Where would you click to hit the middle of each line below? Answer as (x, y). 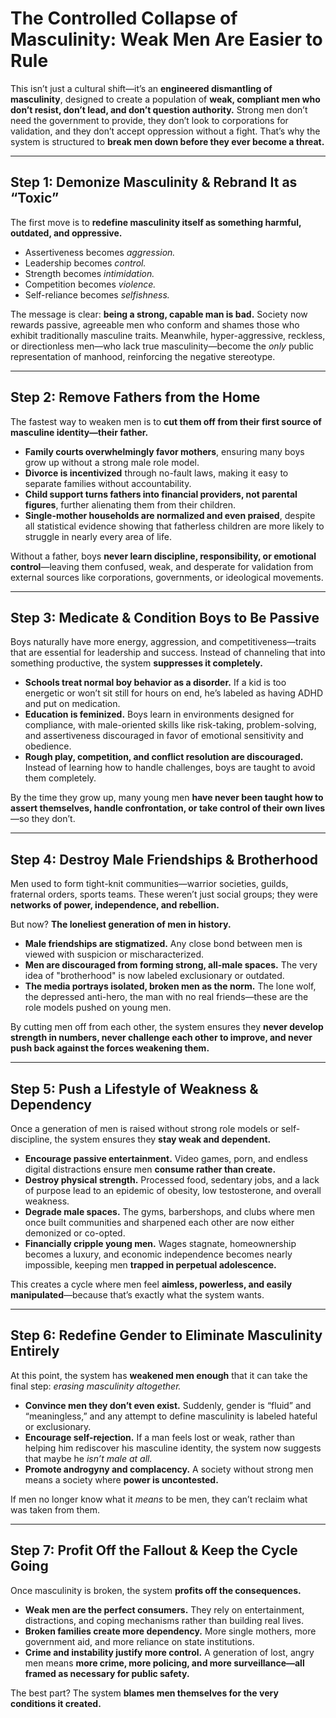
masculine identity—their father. (79, 432)
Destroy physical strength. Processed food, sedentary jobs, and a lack (172, 1180)
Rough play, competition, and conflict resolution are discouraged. (164, 757)
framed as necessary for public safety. (107, 1673)
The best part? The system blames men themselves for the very (144, 1693)
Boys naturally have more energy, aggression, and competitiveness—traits (163, 642)
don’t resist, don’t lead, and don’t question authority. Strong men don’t (159, 109)
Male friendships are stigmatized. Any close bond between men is (163, 944)
